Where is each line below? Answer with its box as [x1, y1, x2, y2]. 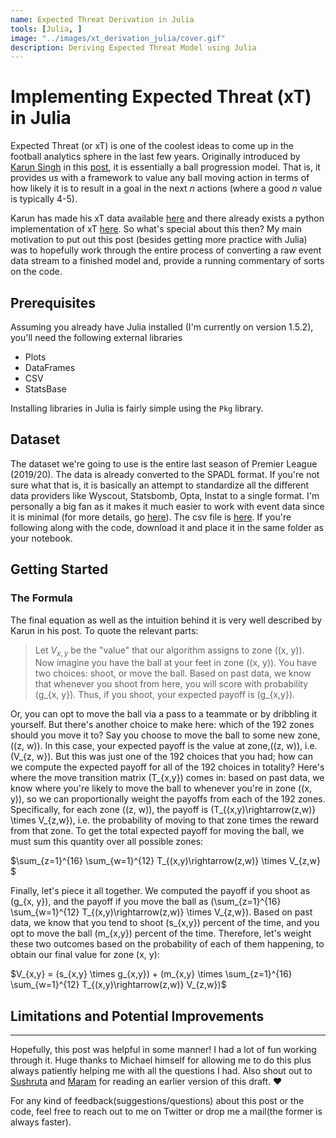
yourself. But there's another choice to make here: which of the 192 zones [10, 719, 315, 731]
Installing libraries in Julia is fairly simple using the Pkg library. [10, 402, 264, 414]
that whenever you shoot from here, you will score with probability [34, 678, 309, 690]
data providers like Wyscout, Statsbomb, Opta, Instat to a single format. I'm [10, 489, 320, 501]
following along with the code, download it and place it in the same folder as [10, 521, 324, 533]
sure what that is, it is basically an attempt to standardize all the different [10, 479, 310, 491]
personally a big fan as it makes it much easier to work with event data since [10, 500, 325, 512]
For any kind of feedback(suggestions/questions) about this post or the [10, 1095, 305, 1107]
